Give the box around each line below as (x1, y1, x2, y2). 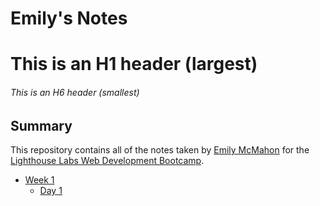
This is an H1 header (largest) (10, 53, 258, 76)
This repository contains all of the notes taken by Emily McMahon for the (10, 144, 310, 156)
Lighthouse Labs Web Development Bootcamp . (10, 155, 205, 166)
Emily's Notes (10, 7, 128, 30)
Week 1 (24, 174, 55, 186)
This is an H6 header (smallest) (10, 86, 140, 98)
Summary (10, 117, 73, 134)
